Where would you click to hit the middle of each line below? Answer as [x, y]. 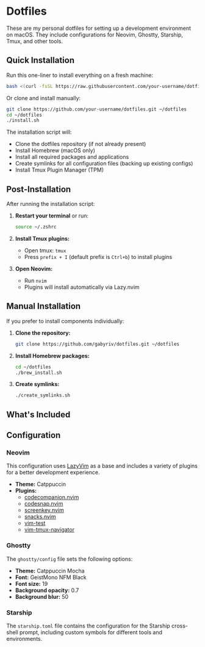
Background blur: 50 [42, 596]
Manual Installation [44, 306]
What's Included [38, 415]
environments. [24, 638]
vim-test [35, 523]
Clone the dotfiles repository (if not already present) [81, 144]
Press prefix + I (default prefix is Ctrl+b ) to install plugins [98, 257]
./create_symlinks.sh [42, 395]
